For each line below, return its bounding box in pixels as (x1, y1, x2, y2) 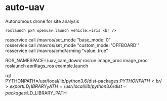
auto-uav (5, 2, 45, 13)
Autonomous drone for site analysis (5, 18, 79, 24)
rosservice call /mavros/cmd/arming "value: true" (5, 47, 108, 54)
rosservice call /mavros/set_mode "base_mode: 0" (5, 37, 111, 43)
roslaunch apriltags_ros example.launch (5, 63, 89, 69)
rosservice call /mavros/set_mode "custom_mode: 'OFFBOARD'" (5, 42, 140, 48)
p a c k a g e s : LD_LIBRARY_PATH (5, 90, 67, 96)
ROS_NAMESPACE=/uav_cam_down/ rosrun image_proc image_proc (5, 57, 148, 63)
